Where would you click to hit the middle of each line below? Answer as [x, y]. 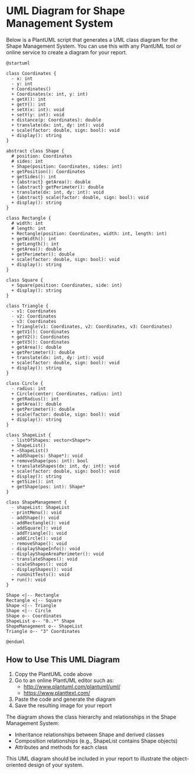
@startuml [18, 63]
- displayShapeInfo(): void [46, 548]
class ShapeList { [29, 435]
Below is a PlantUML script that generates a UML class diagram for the [92, 40]
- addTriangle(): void [39, 533]
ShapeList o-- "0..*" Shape [41, 621]
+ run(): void [29, 580]
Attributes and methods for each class [61, 747]
